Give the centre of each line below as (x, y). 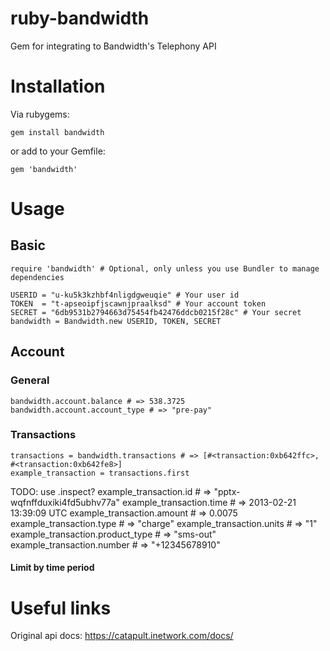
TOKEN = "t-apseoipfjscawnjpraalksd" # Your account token (138, 303)
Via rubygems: (40, 114)
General (30, 380)
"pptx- (227, 491)
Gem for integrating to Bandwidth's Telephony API (113, 46)
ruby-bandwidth (80, 18)
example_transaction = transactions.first (100, 473)
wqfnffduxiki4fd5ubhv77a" (65, 502)
